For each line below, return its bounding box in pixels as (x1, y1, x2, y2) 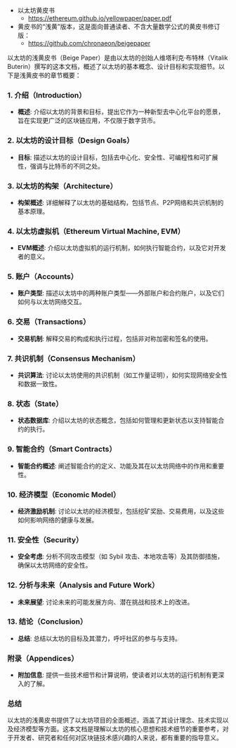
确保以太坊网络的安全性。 (17, 561, 92, 570)
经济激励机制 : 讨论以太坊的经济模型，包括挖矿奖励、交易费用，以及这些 (17, 506, 225, 515)
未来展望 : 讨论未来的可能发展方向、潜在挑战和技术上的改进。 (17, 598, 194, 606)
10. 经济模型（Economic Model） (7, 490, 121, 499)
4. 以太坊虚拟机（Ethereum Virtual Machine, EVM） (7, 226, 185, 236)
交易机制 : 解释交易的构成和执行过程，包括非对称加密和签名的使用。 (17, 334, 212, 343)
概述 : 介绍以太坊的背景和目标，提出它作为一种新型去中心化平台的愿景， (17, 107, 225, 116)
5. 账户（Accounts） (7, 272, 79, 282)
